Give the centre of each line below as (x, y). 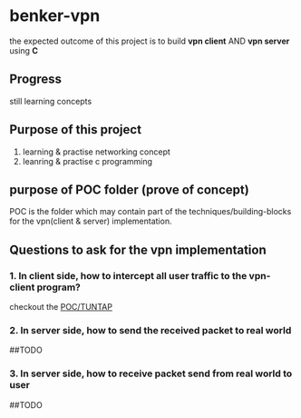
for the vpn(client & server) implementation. (91, 221)
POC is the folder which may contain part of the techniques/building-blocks (150, 212)
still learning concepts (51, 101)
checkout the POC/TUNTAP (61, 307)
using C (24, 50)
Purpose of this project (76, 129)
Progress (35, 80)
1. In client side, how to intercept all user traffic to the (128, 275)
